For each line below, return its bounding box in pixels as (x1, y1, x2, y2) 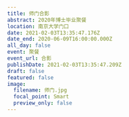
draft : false (7, 67, 45, 74)
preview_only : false (13, 100, 72, 107)
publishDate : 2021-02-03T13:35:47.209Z (7, 61, 122, 68)
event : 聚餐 (7, 49, 39, 56)
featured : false (7, 74, 54, 81)
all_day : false (7, 42, 51, 49)
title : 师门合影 (7, 10, 50, 17)
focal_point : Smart (13, 94, 70, 100)
